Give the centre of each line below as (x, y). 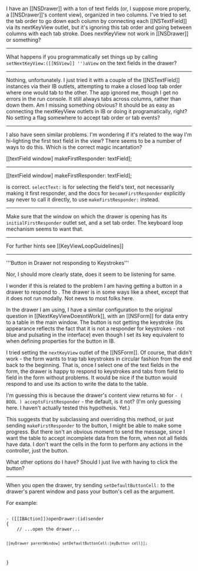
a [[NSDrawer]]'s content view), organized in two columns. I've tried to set (96, 15)
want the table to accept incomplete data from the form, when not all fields (97, 438)
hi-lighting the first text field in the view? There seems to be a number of (94, 141)
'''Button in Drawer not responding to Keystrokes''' (68, 263)
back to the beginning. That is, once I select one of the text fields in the (93, 365)
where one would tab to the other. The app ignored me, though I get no (92, 93)
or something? (24, 40)
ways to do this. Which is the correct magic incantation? (74, 147)
